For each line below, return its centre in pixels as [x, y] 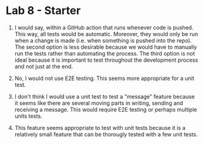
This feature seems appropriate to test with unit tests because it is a [100, 128]
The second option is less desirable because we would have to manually [106, 47]
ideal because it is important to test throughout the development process [106, 60]
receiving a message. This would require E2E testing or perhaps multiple [106, 109]
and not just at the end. [44, 66]
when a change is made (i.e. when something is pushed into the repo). [103, 40]
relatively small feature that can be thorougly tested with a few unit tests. [106, 134]
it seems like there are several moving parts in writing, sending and [99, 103]
